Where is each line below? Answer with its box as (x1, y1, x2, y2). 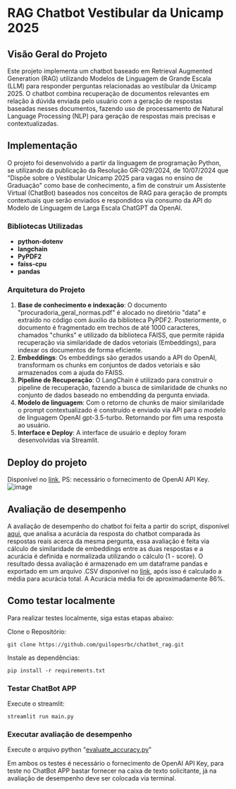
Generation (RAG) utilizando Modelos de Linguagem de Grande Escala (7, 74, 211, 83)
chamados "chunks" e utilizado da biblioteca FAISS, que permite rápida (17, 331, 225, 340)
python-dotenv (17, 237, 63, 246)
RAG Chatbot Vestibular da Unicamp (7, 5, 224, 21)
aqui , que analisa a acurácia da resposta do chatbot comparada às (7, 530, 201, 538)
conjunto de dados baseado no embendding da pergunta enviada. (17, 391, 210, 400)
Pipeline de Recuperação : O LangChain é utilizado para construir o (17, 376, 213, 384)
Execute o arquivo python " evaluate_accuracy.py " (7, 745, 152, 754)
